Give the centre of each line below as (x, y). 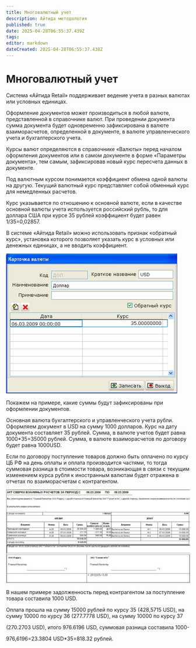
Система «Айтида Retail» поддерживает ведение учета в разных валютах (98, 95)
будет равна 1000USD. (34, 445)
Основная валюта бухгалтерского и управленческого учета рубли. (90, 420)
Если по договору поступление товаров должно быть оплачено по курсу (97, 456)
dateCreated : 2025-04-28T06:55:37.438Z (55, 50)
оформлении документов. (38, 409)
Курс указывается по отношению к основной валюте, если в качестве (94, 203)
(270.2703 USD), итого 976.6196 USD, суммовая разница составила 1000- (98, 628)
